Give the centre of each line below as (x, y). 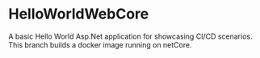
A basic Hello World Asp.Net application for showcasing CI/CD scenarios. (130, 36)
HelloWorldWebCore (79, 14)
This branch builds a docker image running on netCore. (100, 44)
